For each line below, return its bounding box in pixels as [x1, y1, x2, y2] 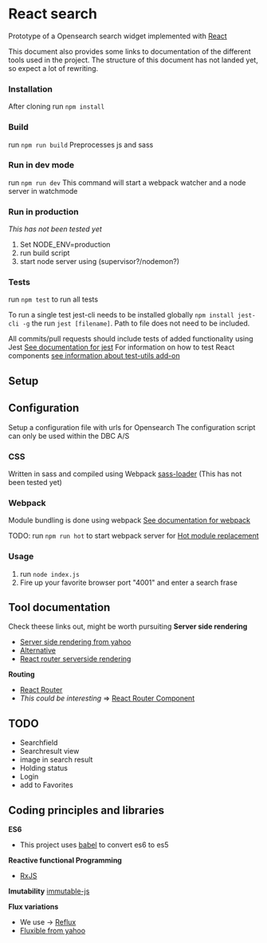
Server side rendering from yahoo [19, 637, 132, 647]
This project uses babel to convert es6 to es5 [19, 839, 169, 850]
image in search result [19, 755, 93, 764]
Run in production [8, 206, 79, 217]
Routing [8, 669, 35, 679]
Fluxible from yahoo [19, 925, 86, 935]
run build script [19, 248, 70, 258]
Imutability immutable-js [8, 886, 90, 896]
